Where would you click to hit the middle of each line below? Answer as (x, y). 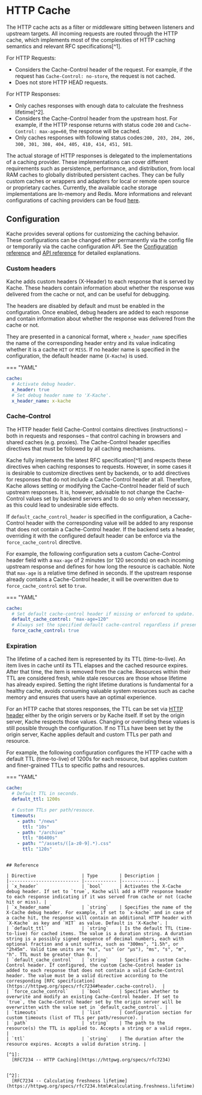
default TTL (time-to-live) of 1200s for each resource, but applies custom (97, 759)
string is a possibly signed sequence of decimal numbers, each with (95, 939)
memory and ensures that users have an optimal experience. (81, 697)
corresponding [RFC (31, 981)
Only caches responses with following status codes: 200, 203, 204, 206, (105, 137)
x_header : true (31, 389)
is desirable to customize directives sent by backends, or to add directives (98, 473)
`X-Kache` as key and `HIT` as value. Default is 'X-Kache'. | (87, 923)
